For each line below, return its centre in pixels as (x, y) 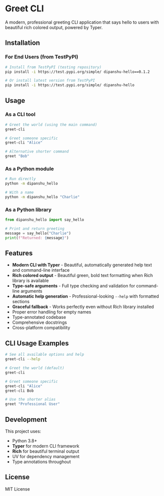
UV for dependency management (46, 456)
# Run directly (21, 179)
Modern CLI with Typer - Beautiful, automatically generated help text (82, 265)
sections (21, 302)
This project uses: (23, 431)
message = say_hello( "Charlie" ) (38, 233)
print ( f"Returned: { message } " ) (37, 238)
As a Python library (28, 210)
